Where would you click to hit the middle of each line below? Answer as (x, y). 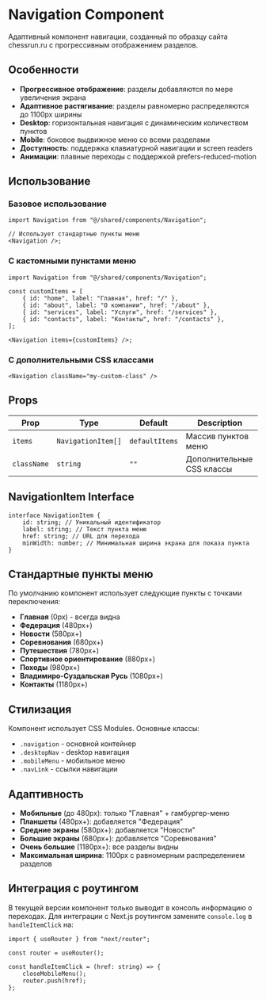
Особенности (44, 70)
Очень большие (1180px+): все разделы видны (99, 847)
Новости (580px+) (51, 634)
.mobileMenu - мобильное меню (72, 761)
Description (220, 423)
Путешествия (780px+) (59, 651)
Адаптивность (46, 794)
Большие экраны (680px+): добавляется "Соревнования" (118, 839)
